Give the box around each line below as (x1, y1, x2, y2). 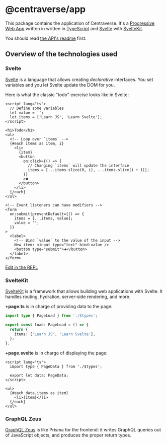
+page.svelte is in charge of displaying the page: (5, 350, 108, 356)
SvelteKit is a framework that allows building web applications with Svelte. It (5, 288, 163, 294)
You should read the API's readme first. (5, 35, 87, 41)
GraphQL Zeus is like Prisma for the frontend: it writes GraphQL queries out (5, 427, 161, 433)
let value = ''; (10, 110, 44, 115)
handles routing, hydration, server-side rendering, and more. (5, 293, 131, 300)
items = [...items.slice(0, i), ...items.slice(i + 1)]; (27, 167, 150, 172)
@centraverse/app (5, 4, 86, 15)
